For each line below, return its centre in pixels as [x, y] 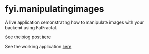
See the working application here [38, 46]
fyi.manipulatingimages [54, 9]
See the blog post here [28, 37]
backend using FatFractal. [31, 27]
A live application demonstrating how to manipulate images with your [74, 22]
